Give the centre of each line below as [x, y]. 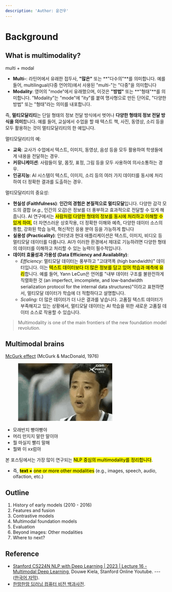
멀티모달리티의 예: [23, 139]
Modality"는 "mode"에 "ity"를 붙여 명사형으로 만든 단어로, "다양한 [100, 98]
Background [32, 37]
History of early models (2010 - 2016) [52, 505]
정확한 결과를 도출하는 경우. [55, 181]
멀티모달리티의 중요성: [27, 193]
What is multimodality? [43, 56]
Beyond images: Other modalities [48, 532]
